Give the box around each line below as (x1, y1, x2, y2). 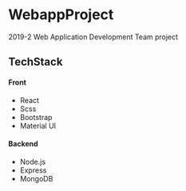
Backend (8, 139, 38, 149)
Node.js (19, 157, 46, 166)
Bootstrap (19, 112, 53, 121)
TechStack (8, 55, 63, 69)
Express (19, 165, 47, 175)
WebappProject (8, 6, 114, 24)
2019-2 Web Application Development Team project (8, 32, 178, 42)
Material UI (19, 121, 57, 130)
